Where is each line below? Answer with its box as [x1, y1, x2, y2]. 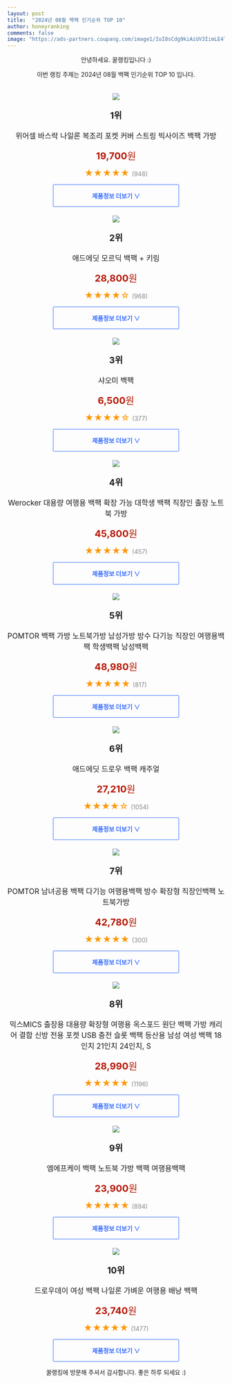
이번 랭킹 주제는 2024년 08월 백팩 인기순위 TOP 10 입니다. [37, 71, 195, 79]
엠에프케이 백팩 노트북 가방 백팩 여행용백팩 [46, 1164, 186, 1173]
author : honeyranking [7, 23, 70, 30]
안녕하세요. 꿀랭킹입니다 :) [80, 56, 152, 64]
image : [7, 36, 26, 43]
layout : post [7, 10, 45, 17]
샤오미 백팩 [97, 376, 135, 386]
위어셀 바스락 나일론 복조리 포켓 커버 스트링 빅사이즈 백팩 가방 [15, 131, 217, 141]
